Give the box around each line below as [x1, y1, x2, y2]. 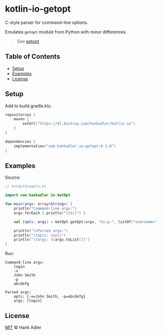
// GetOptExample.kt [5, 184, 47, 189]
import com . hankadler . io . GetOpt [5, 193, 70, 198]
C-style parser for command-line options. [5, 19, 88, 25]
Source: [5, 174, 21, 181]
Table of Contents [5, 53, 61, 61]
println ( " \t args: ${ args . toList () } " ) [14, 237, 90, 242]
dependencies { [5, 139, 36, 144]
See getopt [16, 38, 39, 44]
